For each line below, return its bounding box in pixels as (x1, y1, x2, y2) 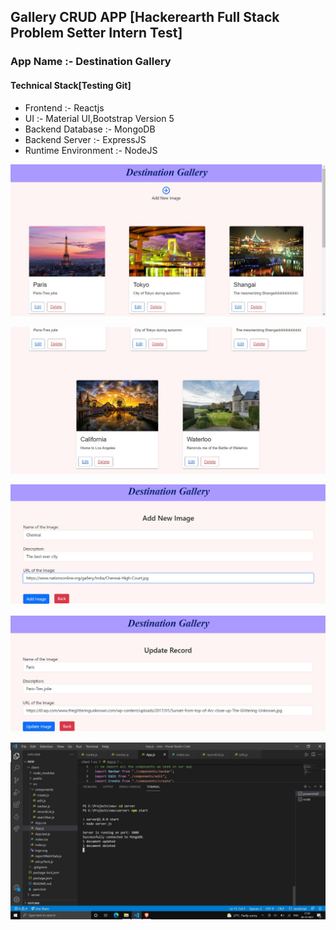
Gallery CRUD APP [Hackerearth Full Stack (10, 9, 280, 26)
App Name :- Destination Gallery (10, 55, 172, 69)
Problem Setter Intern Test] (10, 25, 183, 42)
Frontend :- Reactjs (24, 101, 105, 114)
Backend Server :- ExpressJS (24, 133, 147, 145)
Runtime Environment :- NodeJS (24, 144, 158, 156)
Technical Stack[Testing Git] (10, 79, 132, 91)
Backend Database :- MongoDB (24, 123, 156, 135)
